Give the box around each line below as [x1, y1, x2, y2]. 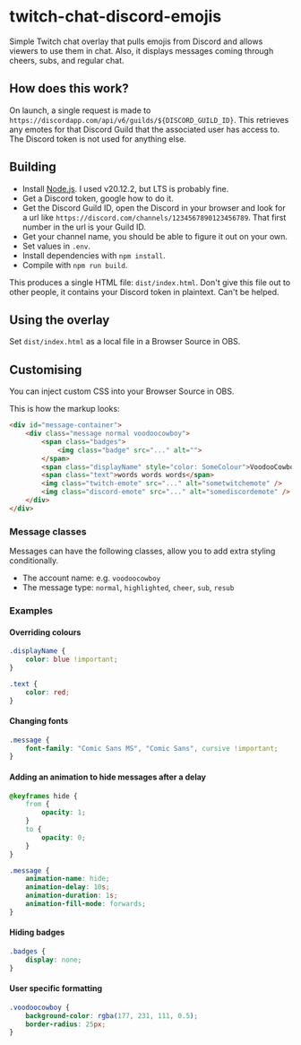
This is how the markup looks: [9, 404, 120, 414]
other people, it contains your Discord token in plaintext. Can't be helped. [9, 286, 279, 297]
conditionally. [9, 555, 59, 566]
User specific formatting [9, 983, 103, 994]
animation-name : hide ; [25, 875, 110, 884]
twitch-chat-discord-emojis [9, 6, 222, 27]
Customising [9, 361, 82, 378]
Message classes [9, 525, 87, 537]
